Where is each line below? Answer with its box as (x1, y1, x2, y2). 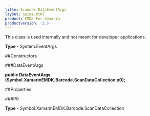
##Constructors (5, 53, 37, 59)
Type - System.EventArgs (5, 43, 57, 49)
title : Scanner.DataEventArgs (5, 7, 67, 12)
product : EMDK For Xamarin (5, 16, 60, 21)
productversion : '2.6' (5, 20, 51, 26)
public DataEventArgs (5, 72, 51, 78)
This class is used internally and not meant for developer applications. (5, 34, 146, 40)
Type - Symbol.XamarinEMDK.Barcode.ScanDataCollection (5, 105, 125, 111)
